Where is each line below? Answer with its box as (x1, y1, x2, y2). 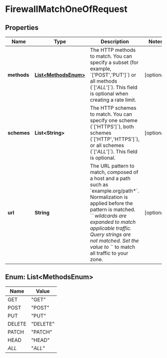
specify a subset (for (90, 59, 139, 66)
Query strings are (90, 231, 131, 238)
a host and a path (90, 175, 131, 181)
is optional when (90, 90, 128, 97)
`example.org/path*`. (90, 187, 139, 194)
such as (90, 181, 108, 188)
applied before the (90, 200, 133, 206)
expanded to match (90, 218, 136, 225)
